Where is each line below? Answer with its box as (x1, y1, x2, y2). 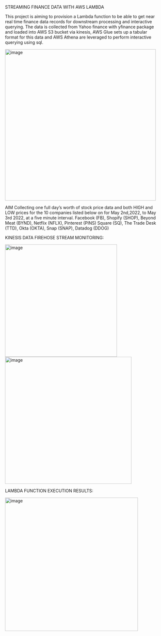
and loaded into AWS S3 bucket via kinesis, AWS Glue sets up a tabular (5, 29, 147, 35)
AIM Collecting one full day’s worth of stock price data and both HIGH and (5, 205, 153, 210)
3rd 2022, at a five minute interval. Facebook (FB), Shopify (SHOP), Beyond (5, 215, 156, 221)
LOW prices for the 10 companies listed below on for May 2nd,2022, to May (5, 210, 156, 215)
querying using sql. (5, 39, 44, 45)
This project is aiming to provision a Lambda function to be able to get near (5, 14, 155, 19)
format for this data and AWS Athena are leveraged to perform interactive (5, 34, 152, 40)
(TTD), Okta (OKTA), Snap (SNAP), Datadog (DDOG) (5, 225, 109, 231)
